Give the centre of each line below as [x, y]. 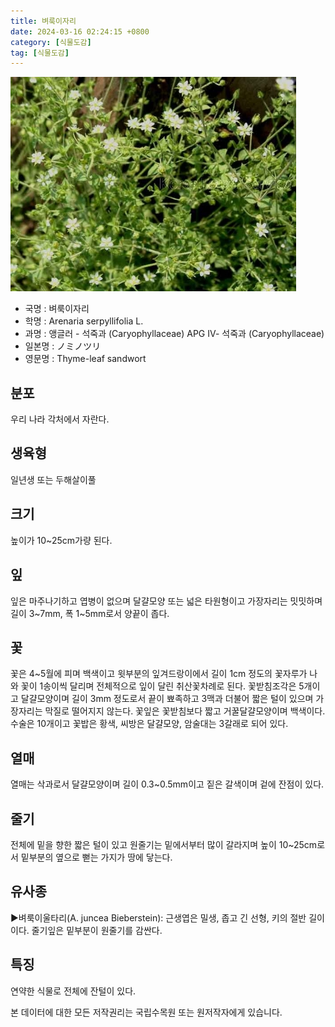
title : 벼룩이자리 [43, 21]
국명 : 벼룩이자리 [57, 309]
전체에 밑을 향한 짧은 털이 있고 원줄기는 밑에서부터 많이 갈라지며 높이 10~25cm [164, 844]
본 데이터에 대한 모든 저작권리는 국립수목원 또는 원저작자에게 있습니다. [146, 1012]
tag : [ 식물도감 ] [40, 53]
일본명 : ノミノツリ [63, 346]
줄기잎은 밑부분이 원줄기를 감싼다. [97, 930]
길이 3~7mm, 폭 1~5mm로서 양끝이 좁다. [90, 613]
